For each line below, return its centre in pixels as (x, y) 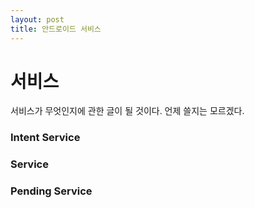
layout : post (37, 19)
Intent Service (45, 138)
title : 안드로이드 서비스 (56, 29)
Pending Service (51, 191)
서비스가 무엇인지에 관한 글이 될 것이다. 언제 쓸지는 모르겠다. (127, 111)
